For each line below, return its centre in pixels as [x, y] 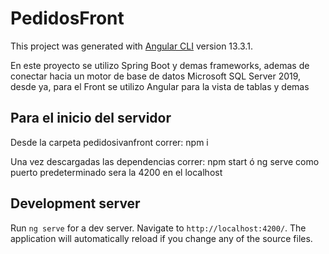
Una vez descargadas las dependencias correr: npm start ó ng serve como [165, 161]
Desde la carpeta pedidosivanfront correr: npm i [109, 142]
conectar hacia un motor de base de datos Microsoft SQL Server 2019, [156, 76]
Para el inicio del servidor [91, 118]
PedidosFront [67, 18]
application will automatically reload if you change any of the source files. [161, 238]
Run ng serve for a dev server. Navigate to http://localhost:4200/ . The [158, 228]
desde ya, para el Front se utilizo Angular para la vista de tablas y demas [160, 86]
